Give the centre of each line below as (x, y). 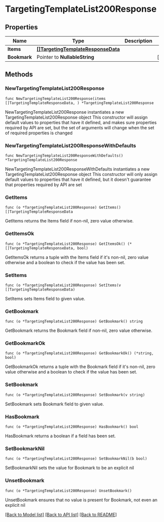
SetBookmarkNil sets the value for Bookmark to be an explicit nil (70, 468)
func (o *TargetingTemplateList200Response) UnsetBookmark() (69, 491)
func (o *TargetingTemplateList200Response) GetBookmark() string (74, 322)
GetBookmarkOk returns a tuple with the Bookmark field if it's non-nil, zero (80, 367)
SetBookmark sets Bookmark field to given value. (54, 404)
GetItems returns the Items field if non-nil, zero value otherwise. (69, 221)
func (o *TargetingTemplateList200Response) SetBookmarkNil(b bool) (76, 459)
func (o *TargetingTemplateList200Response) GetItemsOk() (65, 244)
